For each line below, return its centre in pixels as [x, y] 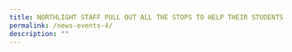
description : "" [39, 33]
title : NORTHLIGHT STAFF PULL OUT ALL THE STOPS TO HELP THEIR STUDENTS [146, 17]
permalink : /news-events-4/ [61, 26]
